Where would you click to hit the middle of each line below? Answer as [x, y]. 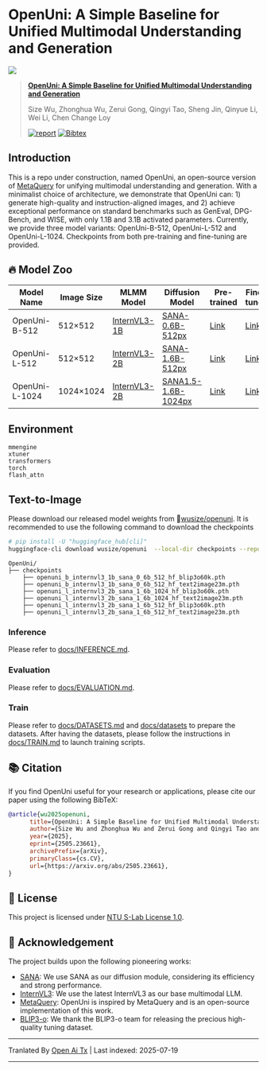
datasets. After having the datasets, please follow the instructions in [119, 734]
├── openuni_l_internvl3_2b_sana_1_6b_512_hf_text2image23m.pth [131, 612]
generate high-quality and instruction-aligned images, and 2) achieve [122, 202]
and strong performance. [61, 985]
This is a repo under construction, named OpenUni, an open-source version [132, 177]
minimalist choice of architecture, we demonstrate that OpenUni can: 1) [124, 194]
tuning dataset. [68, 1028]
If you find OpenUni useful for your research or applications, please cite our [132, 791]
